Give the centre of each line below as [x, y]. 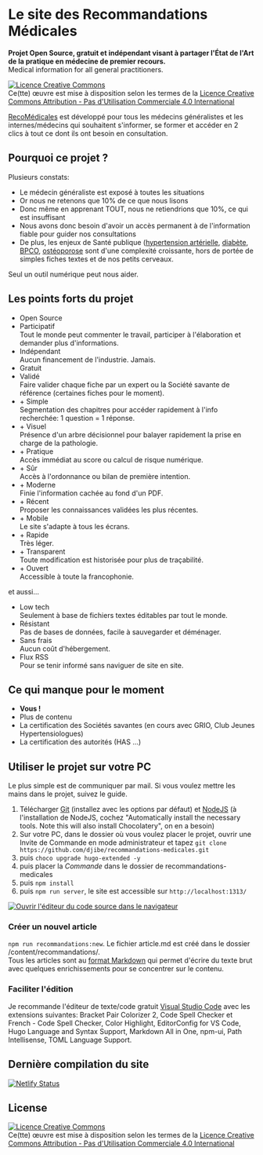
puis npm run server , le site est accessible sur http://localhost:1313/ [133, 891]
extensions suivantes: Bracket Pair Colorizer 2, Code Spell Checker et [121, 1014]
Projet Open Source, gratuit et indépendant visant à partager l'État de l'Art [131, 53]
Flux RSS [34, 656]
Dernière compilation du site [79, 1064]
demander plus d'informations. [69, 342]
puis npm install [47, 883]
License [28, 1107]
